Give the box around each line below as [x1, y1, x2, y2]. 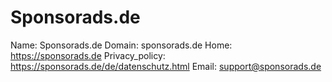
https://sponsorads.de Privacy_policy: [10, 49, 166, 61]
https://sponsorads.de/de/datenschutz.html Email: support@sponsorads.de [10, 60, 322, 72]
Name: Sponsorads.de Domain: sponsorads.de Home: [10, 39, 233, 51]
